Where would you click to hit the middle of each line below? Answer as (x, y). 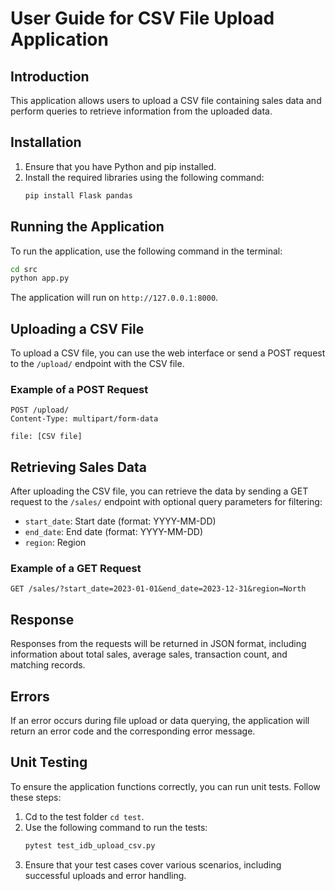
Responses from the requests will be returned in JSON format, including (158, 644)
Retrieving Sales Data (79, 467)
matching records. (48, 665)
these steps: (36, 797)
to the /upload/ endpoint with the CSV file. (97, 364)
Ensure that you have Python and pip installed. (120, 166)
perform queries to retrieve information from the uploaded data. (141, 111)
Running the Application (87, 227)
